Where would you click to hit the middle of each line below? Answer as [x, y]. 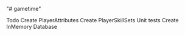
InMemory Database [32, 27]
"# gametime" [24, 9]
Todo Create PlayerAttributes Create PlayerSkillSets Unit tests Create [92, 20]
